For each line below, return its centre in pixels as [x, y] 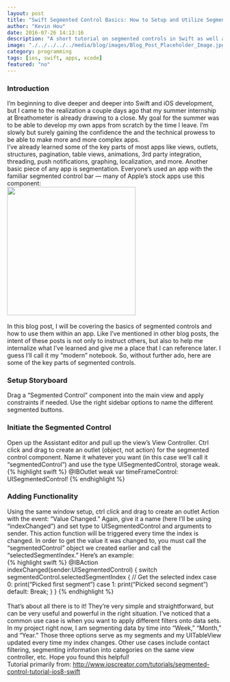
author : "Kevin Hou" [37, 26]
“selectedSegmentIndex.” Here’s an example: [71, 555]
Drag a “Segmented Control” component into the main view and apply [105, 395]
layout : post [26, 13]
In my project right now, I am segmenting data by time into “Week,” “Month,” [114, 628]
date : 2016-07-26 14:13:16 [46, 33]
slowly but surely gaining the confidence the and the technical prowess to [111, 132]
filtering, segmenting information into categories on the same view [101, 649]
